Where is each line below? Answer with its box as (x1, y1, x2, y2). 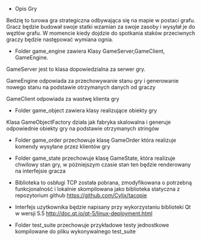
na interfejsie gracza (14, 168, 66, 174)
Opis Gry (14, 5, 37, 12)
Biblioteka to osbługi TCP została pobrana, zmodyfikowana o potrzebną (14, 179, 192, 186)
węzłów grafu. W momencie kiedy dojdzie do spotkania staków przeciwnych (6, 29, 196, 37)
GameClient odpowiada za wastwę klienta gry (6, 96, 120, 102)
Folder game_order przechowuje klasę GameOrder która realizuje (14, 136, 177, 144)
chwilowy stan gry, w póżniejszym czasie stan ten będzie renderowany (14, 161, 191, 168)
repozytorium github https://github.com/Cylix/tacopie (14, 192, 147, 199)
